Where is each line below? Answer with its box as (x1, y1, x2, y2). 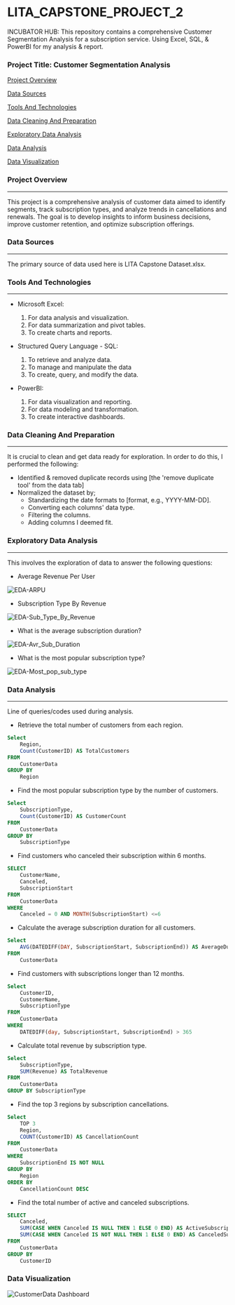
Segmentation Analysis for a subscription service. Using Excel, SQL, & (7, 34, 209, 43)
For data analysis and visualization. (27, 314, 129, 322)
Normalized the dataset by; (17, 488, 96, 497)
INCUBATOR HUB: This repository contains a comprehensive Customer (7, 27, 212, 36)
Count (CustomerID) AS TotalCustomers (20, 747, 130, 754)
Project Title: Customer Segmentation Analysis (7, 60, 171, 69)
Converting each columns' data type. (27, 503, 135, 512)
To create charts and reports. (27, 328, 113, 337)
